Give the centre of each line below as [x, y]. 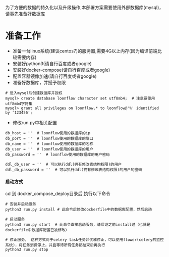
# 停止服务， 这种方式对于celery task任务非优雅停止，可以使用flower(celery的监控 [84, 240]
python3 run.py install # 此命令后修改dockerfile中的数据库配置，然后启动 [79, 210]
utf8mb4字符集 [19, 104]
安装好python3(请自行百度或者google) [52, 63]
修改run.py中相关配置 [35, 122]
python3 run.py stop [27, 250]
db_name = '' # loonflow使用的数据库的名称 [49, 144]
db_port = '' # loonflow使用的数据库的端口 [49, 138]
